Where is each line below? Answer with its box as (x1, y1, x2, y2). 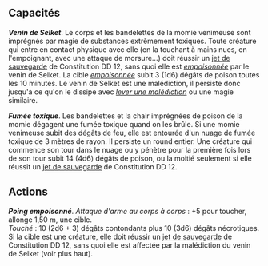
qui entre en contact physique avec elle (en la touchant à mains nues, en (8, 44, 247, 54)
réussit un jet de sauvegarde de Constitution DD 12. (8, 161, 178, 171)
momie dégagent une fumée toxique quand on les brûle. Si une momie (8, 119, 240, 129)
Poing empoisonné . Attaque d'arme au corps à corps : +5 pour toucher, (8, 206, 247, 216)
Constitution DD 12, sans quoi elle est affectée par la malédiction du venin (8, 240, 251, 250)
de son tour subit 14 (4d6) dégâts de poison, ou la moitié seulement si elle (8, 153, 252, 163)
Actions (8, 185, 48, 199)
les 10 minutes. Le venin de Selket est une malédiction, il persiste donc (8, 78, 242, 88)
